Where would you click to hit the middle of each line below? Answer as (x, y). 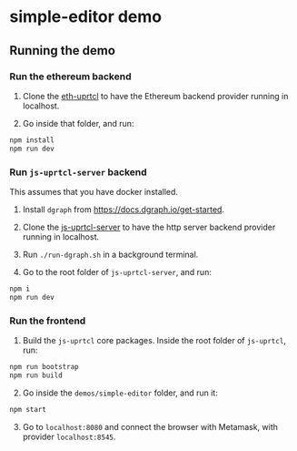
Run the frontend (48, 321)
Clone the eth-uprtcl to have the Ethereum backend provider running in (155, 96)
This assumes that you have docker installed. (94, 191)
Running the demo (63, 51)
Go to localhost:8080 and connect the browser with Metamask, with (150, 426)
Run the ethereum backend (70, 77)
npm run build (36, 375)
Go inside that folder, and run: (78, 123)
